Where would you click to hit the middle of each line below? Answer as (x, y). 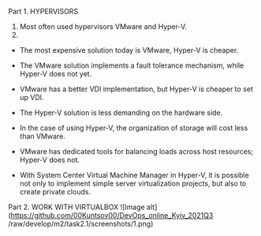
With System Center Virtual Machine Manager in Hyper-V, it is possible (134, 175)
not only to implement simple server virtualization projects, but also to (133, 183)
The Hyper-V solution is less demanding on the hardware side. (121, 112)
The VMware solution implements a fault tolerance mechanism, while (132, 65)
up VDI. (32, 97)
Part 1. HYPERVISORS (43, 11)
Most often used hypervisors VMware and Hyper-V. (103, 26)
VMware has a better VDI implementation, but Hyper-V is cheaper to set (136, 89)
